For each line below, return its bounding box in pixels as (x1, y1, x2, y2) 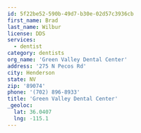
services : (7, 37, 37, 44)
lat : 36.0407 (13, 108, 52, 115)
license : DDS (7, 30, 46, 37)
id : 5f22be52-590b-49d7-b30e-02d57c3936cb (7, 10, 134, 18)
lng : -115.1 (13, 115, 49, 122)
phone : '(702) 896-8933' (7, 89, 80, 96)
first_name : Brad (7, 17, 59, 24)
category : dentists (7, 50, 65, 57)
